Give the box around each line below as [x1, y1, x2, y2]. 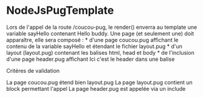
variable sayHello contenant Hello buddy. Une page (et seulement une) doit [6, 29, 195, 37]
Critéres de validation [6, 67, 60, 74]
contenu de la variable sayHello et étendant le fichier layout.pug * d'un [6, 43, 183, 50]
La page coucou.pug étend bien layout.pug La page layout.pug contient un [6, 79, 193, 86]
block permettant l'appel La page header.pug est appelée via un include [6, 85, 186, 92]
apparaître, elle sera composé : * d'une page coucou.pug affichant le [6, 36, 179, 43]
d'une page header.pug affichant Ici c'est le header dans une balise [6, 55, 175, 63]
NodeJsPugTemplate [6, 4, 114, 17]
